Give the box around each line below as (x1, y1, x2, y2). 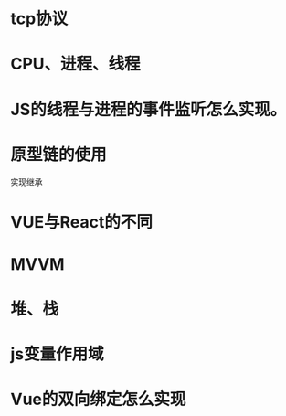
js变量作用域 (10, 344, 104, 365)
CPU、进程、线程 (10, 54, 141, 74)
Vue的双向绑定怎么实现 (10, 389, 186, 410)
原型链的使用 (10, 144, 108, 165)
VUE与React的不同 (10, 211, 154, 232)
